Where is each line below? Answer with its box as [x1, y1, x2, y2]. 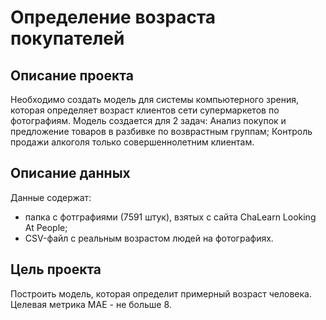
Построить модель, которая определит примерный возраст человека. [10, 287, 313, 300]
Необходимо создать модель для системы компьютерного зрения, [10, 94, 299, 105]
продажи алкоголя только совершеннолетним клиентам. [10, 136, 255, 148]
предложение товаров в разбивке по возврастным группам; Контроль [10, 126, 313, 137]
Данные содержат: [10, 191, 92, 203]
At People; [24, 221, 68, 233]
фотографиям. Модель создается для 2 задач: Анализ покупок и [10, 115, 287, 126]
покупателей [10, 27, 125, 50]
